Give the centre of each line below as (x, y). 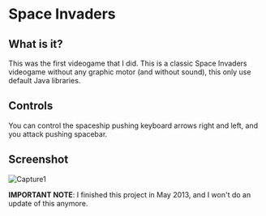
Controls (31, 106)
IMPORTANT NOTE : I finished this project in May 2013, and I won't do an (130, 194)
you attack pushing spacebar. (58, 133)
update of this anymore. (48, 203)
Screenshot (39, 160)
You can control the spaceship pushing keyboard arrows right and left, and (133, 125)
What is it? (36, 44)
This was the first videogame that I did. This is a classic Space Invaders (128, 63)
